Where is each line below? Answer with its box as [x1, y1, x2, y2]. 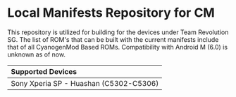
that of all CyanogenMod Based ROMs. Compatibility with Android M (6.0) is [7, 43, 228, 51]
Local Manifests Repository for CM [7, 5, 215, 21]
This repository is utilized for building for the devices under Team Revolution [7, 28, 229, 36]
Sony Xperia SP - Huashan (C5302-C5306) [11, 78, 159, 88]
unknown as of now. [7, 50, 66, 59]
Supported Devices [11, 66, 77, 76]
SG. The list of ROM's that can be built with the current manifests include [7, 35, 219, 43]
